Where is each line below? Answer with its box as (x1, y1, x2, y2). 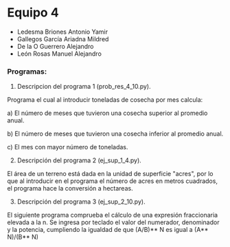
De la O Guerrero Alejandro (16, 42, 94, 50)
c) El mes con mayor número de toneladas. (7, 143, 128, 151)
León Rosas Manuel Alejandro (16, 50, 102, 58)
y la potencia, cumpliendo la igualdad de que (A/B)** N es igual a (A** (7, 226, 209, 234)
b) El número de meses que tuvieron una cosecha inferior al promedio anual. (7, 129, 224, 138)
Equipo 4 (7, 5, 60, 21)
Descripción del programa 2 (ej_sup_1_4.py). (16, 156, 142, 164)
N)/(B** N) (7, 233, 39, 241)
